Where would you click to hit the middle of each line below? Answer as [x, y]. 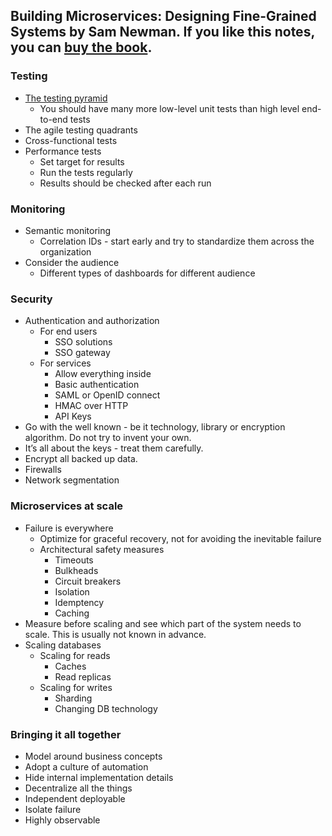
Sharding [73, 698]
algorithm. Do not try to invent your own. [108, 438]
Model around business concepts [93, 756]
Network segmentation [72, 480]
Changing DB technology [106, 708]
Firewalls [43, 470]
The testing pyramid [66, 98]
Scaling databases [63, 645]
